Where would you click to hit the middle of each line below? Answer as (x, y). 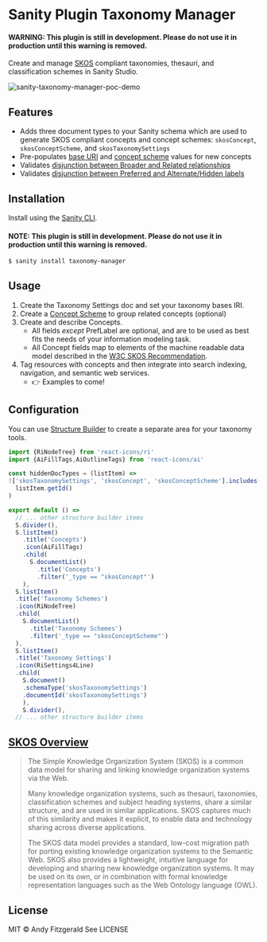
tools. (17, 437)
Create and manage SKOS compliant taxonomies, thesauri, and (111, 63)
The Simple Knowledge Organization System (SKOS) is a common (135, 761)
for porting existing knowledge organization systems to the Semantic (140, 851)
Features (31, 112)
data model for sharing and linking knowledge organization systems (139, 770)
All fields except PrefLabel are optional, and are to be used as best (140, 330)
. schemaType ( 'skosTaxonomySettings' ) (85, 687)
